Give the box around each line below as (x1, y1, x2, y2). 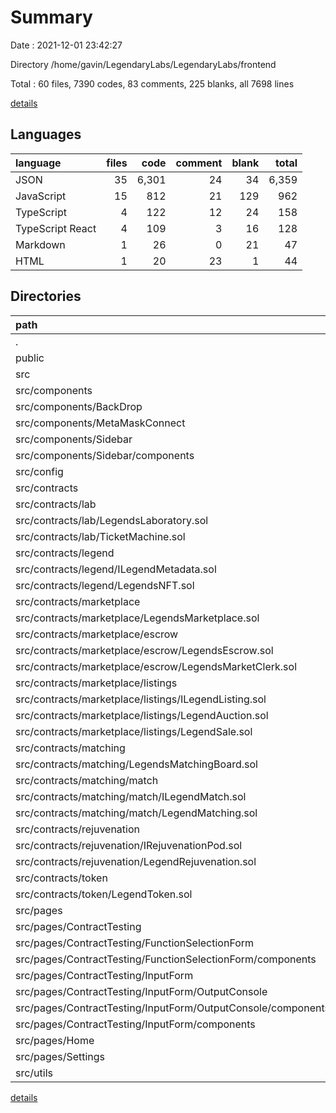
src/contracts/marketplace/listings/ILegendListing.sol (15, 692, 267, 706)
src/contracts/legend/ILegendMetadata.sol (15, 562, 217, 576)
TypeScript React (15, 221, 97, 235)
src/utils (15, 1066, 53, 1080)
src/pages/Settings (15, 1049, 106, 1063)
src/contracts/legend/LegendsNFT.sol (15, 578, 195, 592)
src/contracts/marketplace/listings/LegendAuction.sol (15, 708, 269, 722)
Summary (10, 6, 93, 29)
